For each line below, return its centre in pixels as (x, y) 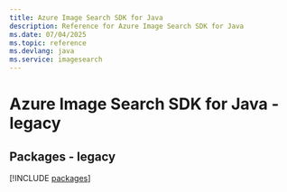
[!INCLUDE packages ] (50, 178)
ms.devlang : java (42, 51)
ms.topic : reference (48, 43)
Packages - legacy (62, 156)
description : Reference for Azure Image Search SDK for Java (127, 26)
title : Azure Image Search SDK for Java (87, 18)
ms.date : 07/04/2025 (48, 34)
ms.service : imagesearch (56, 59)
